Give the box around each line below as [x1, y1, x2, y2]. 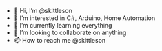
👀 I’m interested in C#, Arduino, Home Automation [13, 14, 156, 22]
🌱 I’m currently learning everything [13, 21, 112, 29]
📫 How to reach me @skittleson [13, 37, 106, 44]
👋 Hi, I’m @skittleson [13, 7, 72, 14]
